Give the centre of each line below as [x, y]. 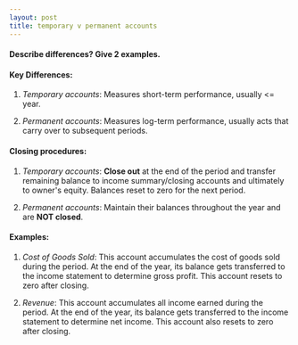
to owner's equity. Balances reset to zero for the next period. [134, 190]
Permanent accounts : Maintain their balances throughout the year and [151, 207]
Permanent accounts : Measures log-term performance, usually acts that [155, 121]
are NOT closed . [53, 217]
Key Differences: [41, 74]
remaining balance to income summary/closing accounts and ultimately [153, 180]
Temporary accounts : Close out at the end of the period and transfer [149, 171]
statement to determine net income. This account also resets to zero [148, 321]
